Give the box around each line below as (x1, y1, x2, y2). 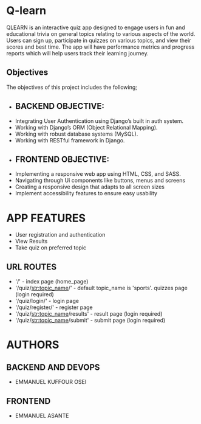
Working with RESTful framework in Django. (15, 136, 125, 144)
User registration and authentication (15, 231, 106, 238)
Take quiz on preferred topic (15, 244, 87, 251)
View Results (15, 238, 48, 245)
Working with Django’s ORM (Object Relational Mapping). (15, 123, 158, 131)
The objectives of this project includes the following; (6, 83, 138, 91)
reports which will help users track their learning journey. (6, 49, 149, 57)
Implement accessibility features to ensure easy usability (15, 190, 158, 197)
